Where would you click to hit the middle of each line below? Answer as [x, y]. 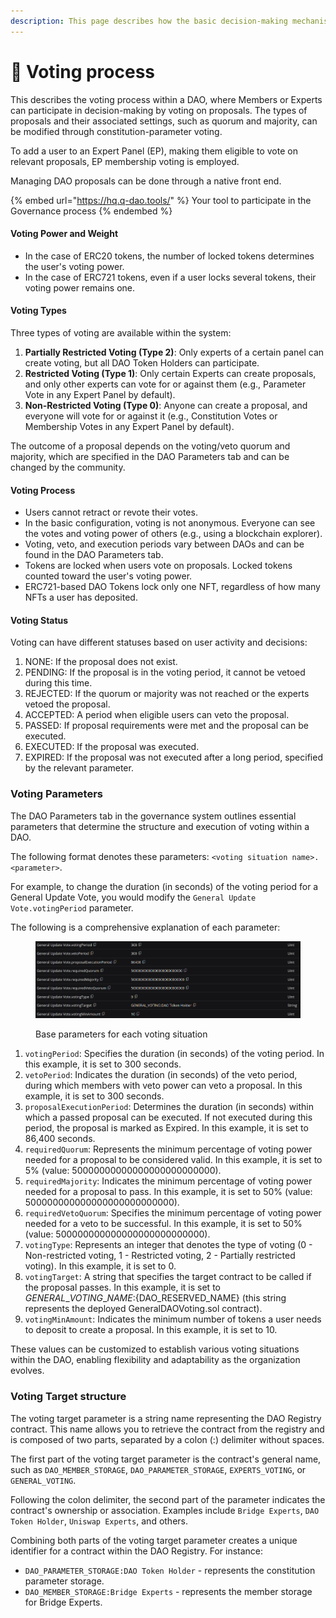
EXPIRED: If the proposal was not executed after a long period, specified [173, 757]
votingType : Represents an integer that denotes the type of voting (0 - [168, 1245]
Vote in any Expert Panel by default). [100, 394]
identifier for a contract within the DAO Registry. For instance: [137, 1551]
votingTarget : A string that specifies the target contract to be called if [168, 1277]
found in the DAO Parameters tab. [94, 555]
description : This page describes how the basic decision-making [149, 21]
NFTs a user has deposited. [81, 597]
